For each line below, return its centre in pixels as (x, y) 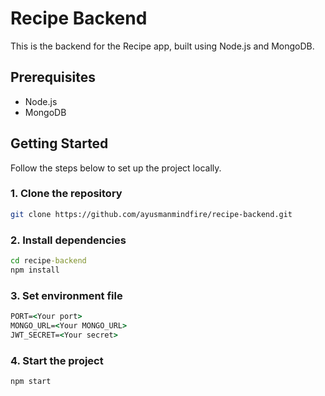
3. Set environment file (66, 295)
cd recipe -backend (48, 261)
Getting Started (59, 143)
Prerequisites (53, 77)
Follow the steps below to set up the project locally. (116, 168)
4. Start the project (57, 360)
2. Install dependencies (68, 240)
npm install (35, 270)
